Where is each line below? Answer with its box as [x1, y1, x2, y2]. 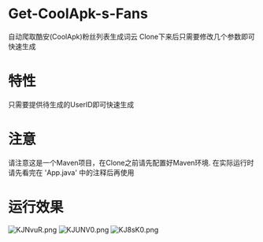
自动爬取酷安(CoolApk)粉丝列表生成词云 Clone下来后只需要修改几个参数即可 [8, 32, 255, 41]
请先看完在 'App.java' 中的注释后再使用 [8, 167, 135, 177]
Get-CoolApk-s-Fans [8, 5, 148, 23]
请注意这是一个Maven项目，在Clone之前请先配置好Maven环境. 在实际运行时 [8, 158, 254, 167]
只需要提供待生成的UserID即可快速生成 [8, 99, 135, 109]
